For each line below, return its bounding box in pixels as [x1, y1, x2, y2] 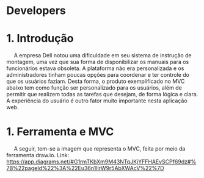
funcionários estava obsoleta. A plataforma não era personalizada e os [6, 65, 184, 72]
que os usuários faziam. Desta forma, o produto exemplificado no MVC [6, 77, 185, 85]
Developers [6, 4, 66, 18]
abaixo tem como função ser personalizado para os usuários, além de [6, 84, 182, 91]
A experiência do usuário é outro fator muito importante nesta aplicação [6, 97, 188, 104]
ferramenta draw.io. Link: [6, 152, 69, 159]
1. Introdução [6, 32, 74, 46]
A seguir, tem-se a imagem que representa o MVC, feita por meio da [13, 145, 186, 152]
